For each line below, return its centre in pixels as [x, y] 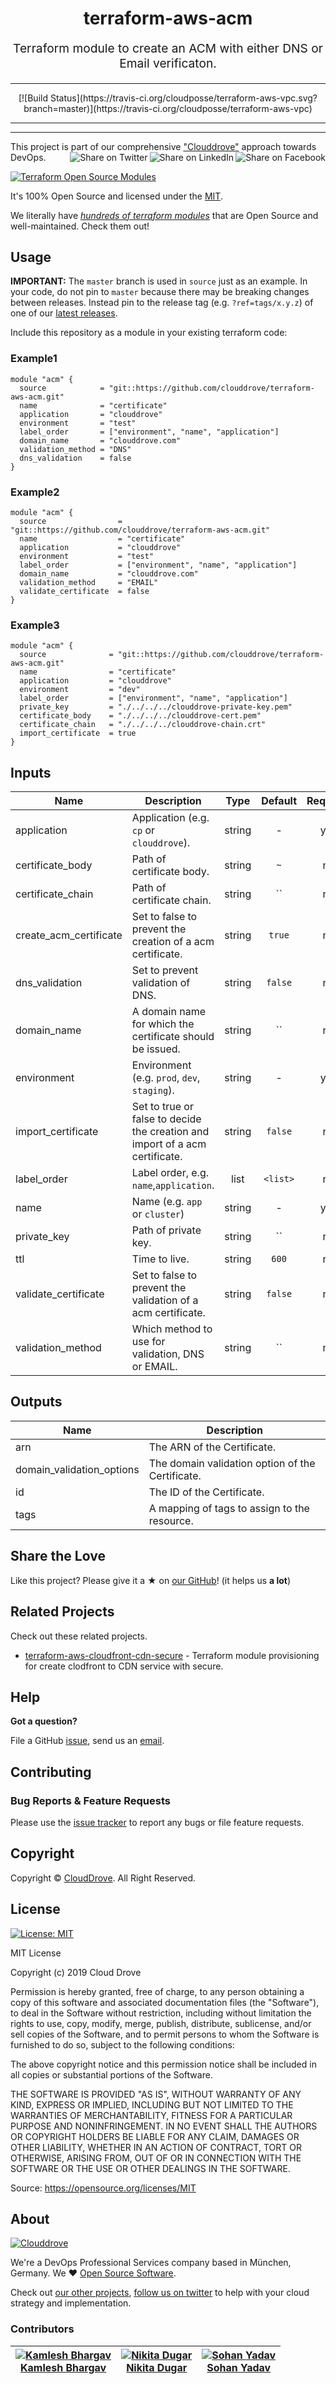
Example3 [35, 625]
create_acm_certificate [69, 935]
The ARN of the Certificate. [212, 1447]
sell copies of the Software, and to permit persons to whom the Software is [165, 2034]
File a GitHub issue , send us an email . [87, 1741]
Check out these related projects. [79, 1636]
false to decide [166, 1119]
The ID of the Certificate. [206, 1492]
